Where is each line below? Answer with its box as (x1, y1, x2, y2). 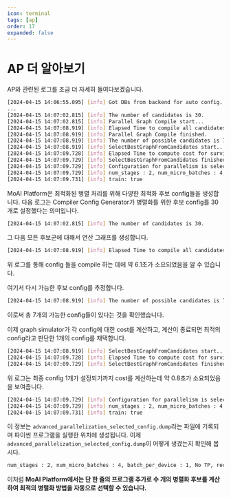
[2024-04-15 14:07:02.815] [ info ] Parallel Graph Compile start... (7, 118, 205, 125)
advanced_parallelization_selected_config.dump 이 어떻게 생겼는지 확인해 (7, 439, 212, 448)
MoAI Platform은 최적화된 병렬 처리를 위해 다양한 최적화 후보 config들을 (7, 189, 201, 197)
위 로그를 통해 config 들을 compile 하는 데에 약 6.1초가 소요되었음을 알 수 (7, 260, 203, 269)
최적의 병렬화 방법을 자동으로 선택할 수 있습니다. (19, 484, 147, 492)
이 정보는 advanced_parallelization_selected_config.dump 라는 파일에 (7, 422, 201, 430)
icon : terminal (7, 10, 51, 17)
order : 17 (7, 23, 36, 30)
